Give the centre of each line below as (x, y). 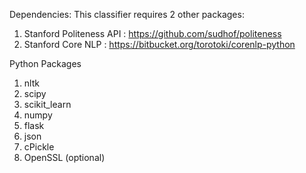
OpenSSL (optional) (64, 157)
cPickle (39, 147)
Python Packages (45, 63)
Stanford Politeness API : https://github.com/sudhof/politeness (152, 33)
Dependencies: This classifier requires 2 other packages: (127, 14)
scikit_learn (47, 104)
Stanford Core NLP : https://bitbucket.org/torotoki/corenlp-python (159, 44)
